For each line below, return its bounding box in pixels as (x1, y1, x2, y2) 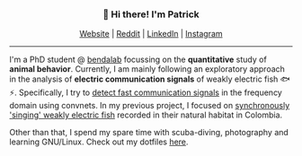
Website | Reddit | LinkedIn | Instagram (79, 29, 223, 39)
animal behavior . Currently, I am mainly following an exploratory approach (9, 64, 286, 74)
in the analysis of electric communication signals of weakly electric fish (9, 74, 279, 84)
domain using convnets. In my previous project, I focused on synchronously (9, 100, 290, 111)
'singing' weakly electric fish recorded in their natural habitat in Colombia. (9, 109, 283, 120)
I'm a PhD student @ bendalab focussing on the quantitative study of (9, 54, 267, 65)
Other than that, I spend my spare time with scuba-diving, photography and (9, 127, 289, 138)
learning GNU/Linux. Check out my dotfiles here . (9, 136, 189, 147)
